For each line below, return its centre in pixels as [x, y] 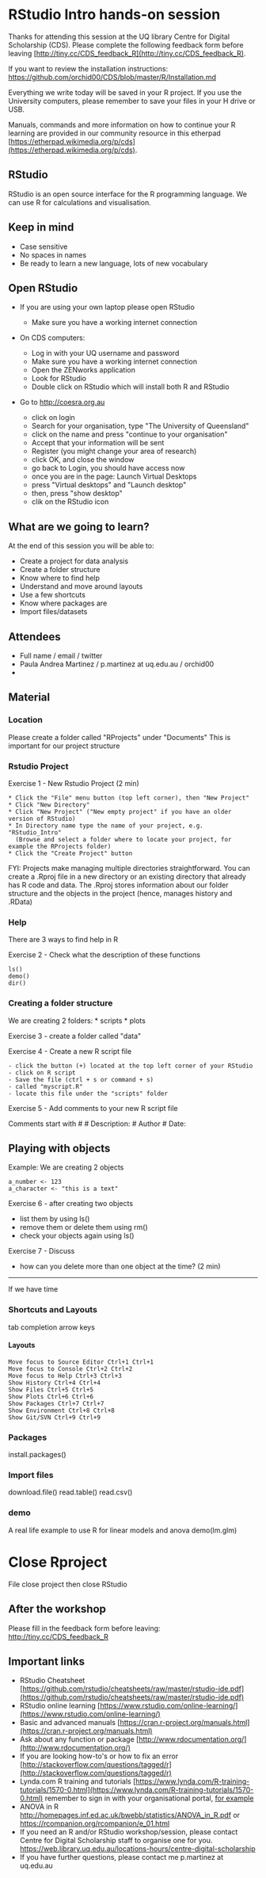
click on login [53, 418]
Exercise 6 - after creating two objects [70, 1204]
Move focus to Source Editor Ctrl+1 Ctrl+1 [81, 1362]
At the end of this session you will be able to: [81, 546]
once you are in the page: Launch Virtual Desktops [114, 476]
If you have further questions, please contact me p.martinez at [122, 1857]
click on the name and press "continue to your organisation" [129, 434]
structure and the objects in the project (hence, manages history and [120, 893]
